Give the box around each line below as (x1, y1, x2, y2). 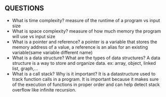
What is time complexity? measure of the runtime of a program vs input (12, 17, 160, 23)
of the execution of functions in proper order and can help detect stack (12, 81, 160, 87)
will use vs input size (12, 33, 56, 39)
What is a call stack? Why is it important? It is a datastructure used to (12, 70, 156, 77)
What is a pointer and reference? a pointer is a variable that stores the (12, 39, 157, 45)
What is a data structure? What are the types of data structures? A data (12, 55, 160, 61)
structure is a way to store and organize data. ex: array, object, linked (12, 60, 156, 66)
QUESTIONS (5, 4, 44, 13)
